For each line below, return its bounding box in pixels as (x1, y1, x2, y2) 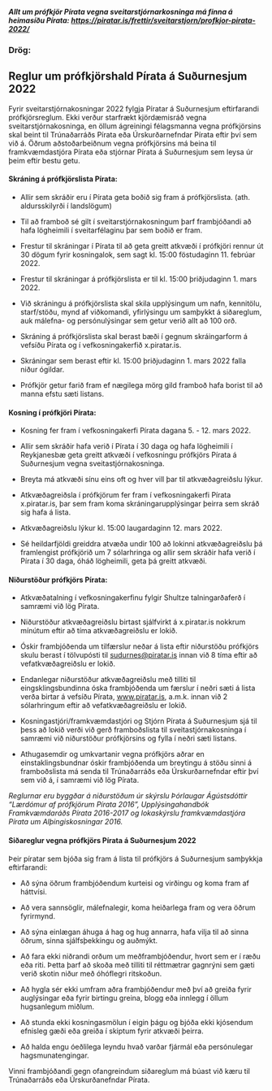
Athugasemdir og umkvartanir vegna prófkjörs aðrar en (19, 750, 205, 759)
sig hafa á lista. (19, 507, 71, 517)
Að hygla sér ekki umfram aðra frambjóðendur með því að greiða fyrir (19, 984, 252, 994)
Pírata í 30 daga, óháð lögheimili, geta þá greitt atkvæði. (19, 556, 207, 566)
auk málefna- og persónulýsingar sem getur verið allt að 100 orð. (19, 315, 237, 325)
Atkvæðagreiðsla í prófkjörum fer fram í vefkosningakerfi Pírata (19, 490, 231, 500)
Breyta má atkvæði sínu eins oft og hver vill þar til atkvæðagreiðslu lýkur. (19, 475, 263, 485)
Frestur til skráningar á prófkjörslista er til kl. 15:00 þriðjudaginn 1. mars (19, 274, 257, 284)
